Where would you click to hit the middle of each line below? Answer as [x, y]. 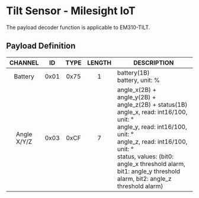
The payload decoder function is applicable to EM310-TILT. [78, 27]
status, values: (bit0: [145, 157]
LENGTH [99, 62]
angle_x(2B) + [137, 90]
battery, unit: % [139, 80]
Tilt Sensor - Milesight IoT [71, 11]
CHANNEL [24, 62]
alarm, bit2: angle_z [145, 178]
